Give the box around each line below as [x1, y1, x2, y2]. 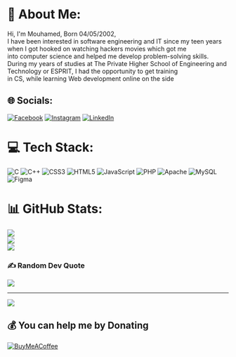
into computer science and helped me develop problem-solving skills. [7, 52, 209, 60]
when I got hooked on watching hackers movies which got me [7, 44, 187, 53]
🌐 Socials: [7, 95, 53, 107]
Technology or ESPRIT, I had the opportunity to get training [7, 67, 178, 75]
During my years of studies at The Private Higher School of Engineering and [7, 59, 227, 67]
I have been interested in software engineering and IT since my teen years [7, 37, 223, 45]
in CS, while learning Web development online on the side [7, 74, 174, 83]
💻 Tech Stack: [7, 139, 94, 155]
